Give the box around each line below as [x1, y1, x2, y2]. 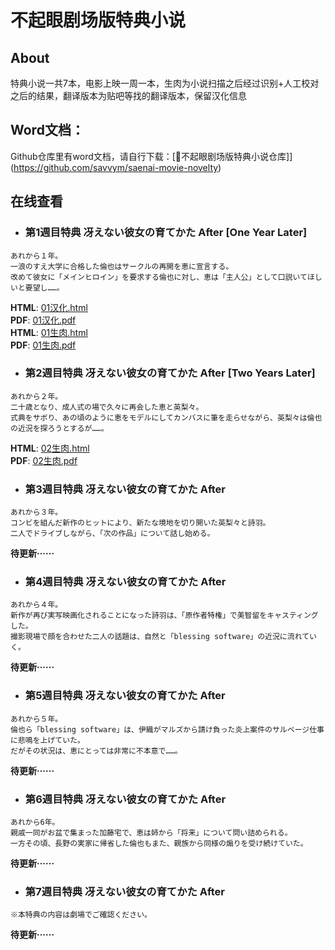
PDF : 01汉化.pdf [10, 314, 77, 326]
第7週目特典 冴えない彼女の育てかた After [24, 884, 225, 898]
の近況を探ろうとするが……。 [10, 423, 109, 433]
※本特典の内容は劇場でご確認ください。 [10, 910, 152, 920]
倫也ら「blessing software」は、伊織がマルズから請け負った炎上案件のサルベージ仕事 [10, 724, 325, 735]
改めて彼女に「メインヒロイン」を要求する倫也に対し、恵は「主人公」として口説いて [10, 272, 308, 282]
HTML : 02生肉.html [10, 442, 90, 454]
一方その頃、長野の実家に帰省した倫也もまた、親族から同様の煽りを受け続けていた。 [10, 838, 308, 848]
